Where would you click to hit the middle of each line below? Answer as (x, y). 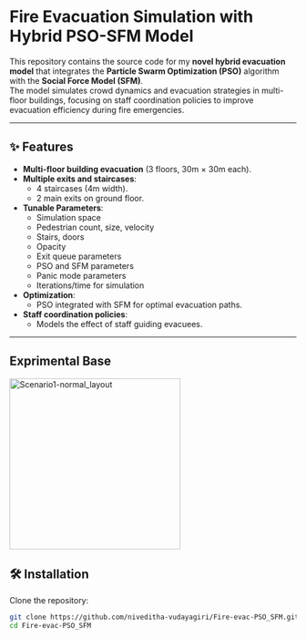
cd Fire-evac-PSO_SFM (51, 626)
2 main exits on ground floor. (90, 198)
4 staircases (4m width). (82, 188)
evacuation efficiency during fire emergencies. (97, 109)
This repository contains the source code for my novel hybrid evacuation (148, 61)
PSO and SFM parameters (85, 265)
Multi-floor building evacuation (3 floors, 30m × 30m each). (137, 169)
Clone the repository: (49, 601)
